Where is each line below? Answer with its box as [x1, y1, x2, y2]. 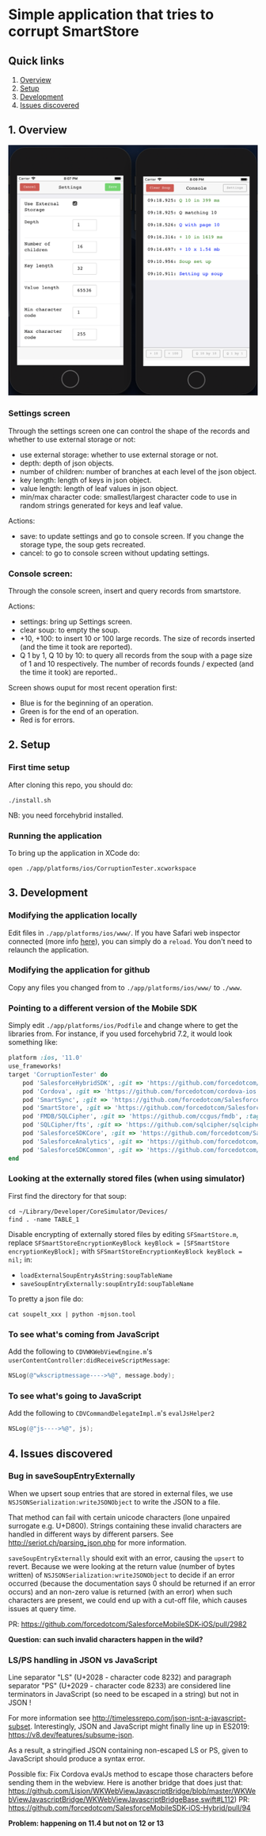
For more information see [8, 1714, 91, 1723]
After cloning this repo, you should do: [8, 780, 133, 790]
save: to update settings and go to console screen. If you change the [19, 531, 244, 541]
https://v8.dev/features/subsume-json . [8, 1730, 135, 1740]
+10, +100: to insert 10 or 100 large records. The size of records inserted [19, 633, 256, 643]
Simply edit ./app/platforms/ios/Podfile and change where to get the [8, 1021, 239, 1030]
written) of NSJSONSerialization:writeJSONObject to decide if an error [8, 1570, 235, 1579]
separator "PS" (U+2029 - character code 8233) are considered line [8, 1681, 231, 1691]
